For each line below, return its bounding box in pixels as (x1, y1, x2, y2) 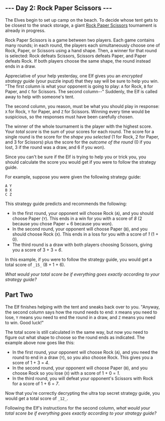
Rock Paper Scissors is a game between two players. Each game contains (5, 37, 155, 43)
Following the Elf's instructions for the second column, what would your (5, 405, 151, 411)
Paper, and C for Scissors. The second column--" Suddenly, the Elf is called (5, 88, 158, 94)
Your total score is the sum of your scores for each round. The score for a (5, 128, 155, 135)
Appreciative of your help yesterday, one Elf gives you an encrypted (5, 72, 142, 78)
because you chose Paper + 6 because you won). (12, 220, 113, 226)
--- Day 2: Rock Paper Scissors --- (5, 4, 112, 12)
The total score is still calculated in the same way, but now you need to (5, 329, 148, 335)
